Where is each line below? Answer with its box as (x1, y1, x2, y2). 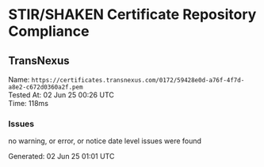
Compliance (8, 22, 90, 40)
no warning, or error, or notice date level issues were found (8, 136, 202, 146)
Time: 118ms (8, 99, 49, 108)
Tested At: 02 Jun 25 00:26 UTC (8, 90, 115, 100)
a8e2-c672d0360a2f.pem (8, 83, 83, 91)
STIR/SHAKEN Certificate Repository (8, 6, 257, 24)
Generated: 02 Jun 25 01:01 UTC (8, 152, 115, 161)
